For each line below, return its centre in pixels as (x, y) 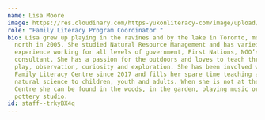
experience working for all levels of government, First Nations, (126, 52)
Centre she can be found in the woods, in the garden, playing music (131, 89)
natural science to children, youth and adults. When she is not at (130, 81)
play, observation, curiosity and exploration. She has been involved (133, 67)
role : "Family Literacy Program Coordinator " (85, 30)
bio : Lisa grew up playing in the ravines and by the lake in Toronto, (128, 37)
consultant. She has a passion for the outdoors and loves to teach (130, 60)
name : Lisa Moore (36, 15)
